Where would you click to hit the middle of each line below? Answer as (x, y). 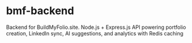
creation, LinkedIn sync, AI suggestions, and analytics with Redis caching (95, 33)
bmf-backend (40, 11)
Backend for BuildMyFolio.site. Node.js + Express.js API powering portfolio (96, 27)
